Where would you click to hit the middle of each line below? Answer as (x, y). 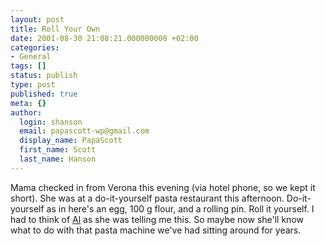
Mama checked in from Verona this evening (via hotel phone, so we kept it (163, 187)
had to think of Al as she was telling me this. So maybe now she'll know (157, 219)
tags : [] (28, 66)
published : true (44, 94)
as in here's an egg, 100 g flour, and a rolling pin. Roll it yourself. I (180, 208)
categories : (35, 47)
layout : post (37, 19)
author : (26, 112)
